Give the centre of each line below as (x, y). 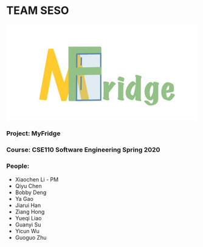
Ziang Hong (30, 211)
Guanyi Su (28, 225)
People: (18, 166)
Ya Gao (24, 198)
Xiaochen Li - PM (37, 179)
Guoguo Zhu (31, 237)
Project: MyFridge (33, 134)
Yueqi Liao (28, 218)
